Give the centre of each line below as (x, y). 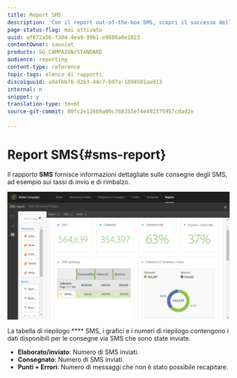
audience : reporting (38, 60)
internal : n (25, 89)
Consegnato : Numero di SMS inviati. (71, 360)
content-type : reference (44, 67)
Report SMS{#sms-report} (87, 155)
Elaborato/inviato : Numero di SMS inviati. (78, 352)
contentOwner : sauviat (41, 45)
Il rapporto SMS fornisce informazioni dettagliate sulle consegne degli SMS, (117, 174)
